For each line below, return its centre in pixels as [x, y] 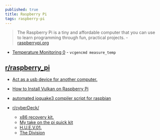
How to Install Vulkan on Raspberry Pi [50, 89]
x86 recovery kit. [37, 117]
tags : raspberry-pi [25, 19]
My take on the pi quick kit [46, 122]
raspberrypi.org [33, 43]
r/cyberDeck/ [26, 108]
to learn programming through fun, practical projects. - [73, 38]
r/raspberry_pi [27, 68]
